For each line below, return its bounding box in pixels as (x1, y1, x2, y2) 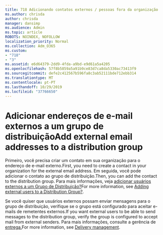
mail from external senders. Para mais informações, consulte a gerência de (5, 219, 156, 225)
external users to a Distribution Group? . (5, 189, 84, 195)
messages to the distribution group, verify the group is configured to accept (5, 214, 158, 220)
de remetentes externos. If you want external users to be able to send (17, 209, 156, 214)
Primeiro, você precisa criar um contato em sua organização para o (5, 158, 141, 164)
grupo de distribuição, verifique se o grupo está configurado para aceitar (5, 204, 152, 210)
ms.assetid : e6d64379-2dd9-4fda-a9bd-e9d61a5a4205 (5, 62, 110, 67)
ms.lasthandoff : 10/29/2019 (5, 84, 62, 90)
